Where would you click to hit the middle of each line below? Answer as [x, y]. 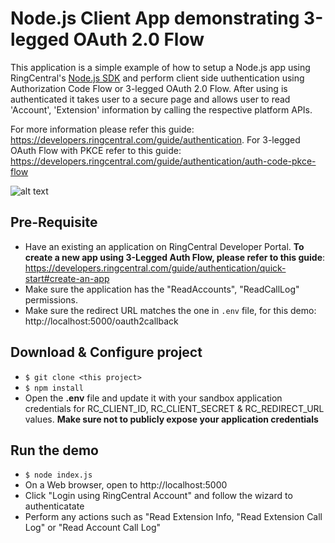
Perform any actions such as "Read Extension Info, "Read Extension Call [173, 517]
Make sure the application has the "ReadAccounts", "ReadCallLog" [162, 289]
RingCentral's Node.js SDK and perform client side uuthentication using [157, 78]
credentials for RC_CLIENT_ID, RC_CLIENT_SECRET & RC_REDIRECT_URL [174, 408]
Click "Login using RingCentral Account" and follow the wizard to [158, 496]
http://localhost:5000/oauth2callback [101, 321]
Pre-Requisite [54, 222]
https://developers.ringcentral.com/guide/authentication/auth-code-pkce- [163, 161]
